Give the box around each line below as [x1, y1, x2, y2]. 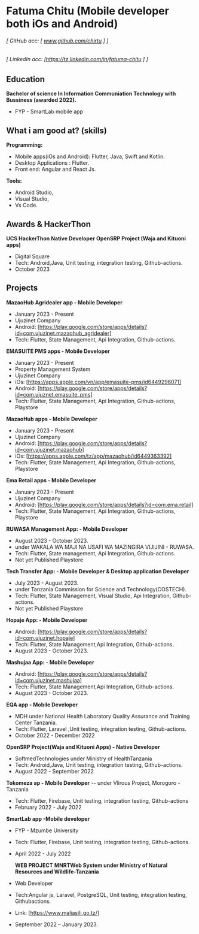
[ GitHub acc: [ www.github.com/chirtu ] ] [6, 37, 109, 44]
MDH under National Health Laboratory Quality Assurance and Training [14, 712, 190, 720]
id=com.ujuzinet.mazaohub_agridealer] [14, 330, 112, 337]
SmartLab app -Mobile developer [6, 815, 90, 822]
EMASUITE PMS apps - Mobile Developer [6, 347, 111, 355]
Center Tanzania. [14, 719, 57, 726]
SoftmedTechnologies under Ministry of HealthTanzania [14, 755, 152, 762]
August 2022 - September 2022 [14, 767, 94, 775]
